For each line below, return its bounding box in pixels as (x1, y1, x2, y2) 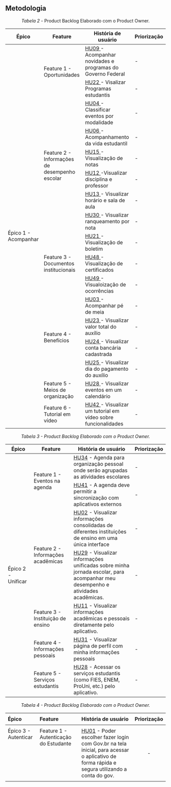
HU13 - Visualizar (84, 190, 129, 197)
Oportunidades (44, 71, 80, 78)
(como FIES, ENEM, (73, 676, 120, 683)
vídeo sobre (84, 414, 113, 421)
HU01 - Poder (81, 727, 116, 734)
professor (84, 182, 108, 189)
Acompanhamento (84, 133, 129, 140)
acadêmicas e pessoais (73, 615, 130, 622)
